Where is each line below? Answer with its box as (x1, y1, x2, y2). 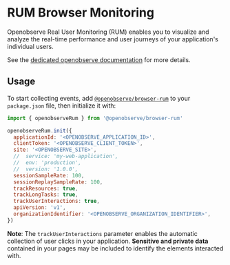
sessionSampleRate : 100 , (13, 172, 85, 179)
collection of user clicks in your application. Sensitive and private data (7, 237, 209, 245)
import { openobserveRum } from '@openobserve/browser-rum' (7, 115, 184, 121)
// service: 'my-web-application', (13, 153, 118, 160)
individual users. (7, 42, 54, 50)
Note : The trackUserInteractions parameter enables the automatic (7, 229, 198, 237)
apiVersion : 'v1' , (13, 204, 67, 211)
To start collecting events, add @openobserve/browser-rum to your (7, 94, 191, 102)
